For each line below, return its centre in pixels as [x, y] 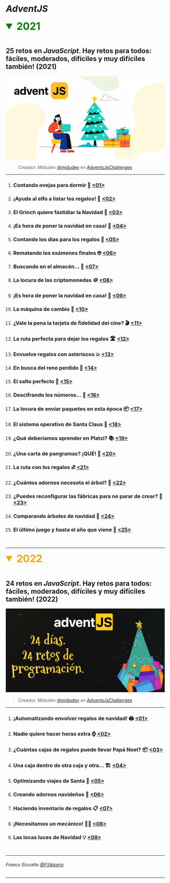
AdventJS [27, 9]
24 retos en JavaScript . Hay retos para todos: [79, 583]
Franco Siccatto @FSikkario [35, 864]
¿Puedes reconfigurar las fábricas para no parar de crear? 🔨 [88, 496]
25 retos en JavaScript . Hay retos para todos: [79, 51]
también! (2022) [32, 599]
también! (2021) [31, 67]
